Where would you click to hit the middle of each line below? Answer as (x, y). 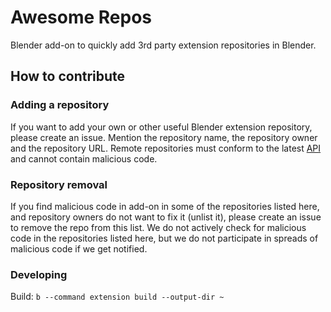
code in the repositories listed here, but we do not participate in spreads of (164, 238)
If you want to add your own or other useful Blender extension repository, (161, 127)
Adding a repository (60, 105)
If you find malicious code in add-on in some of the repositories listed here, (165, 206)
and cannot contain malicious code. (84, 158)
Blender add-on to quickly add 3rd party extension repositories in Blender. (163, 45)
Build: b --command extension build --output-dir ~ (117, 297)
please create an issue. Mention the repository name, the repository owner (164, 137)
